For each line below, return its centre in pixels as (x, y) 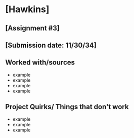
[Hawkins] (27, 9)
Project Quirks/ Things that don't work (67, 107)
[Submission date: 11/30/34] (51, 45)
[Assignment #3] (32, 28)
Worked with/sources (40, 63)
